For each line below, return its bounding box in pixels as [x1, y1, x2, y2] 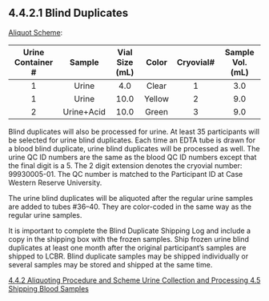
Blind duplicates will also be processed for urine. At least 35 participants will [8, 126, 260, 136]
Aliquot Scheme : [8, 27, 63, 37]
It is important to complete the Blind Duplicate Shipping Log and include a [8, 226, 251, 235]
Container [14, 56, 54, 67]
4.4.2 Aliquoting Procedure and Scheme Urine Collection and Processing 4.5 [8, 275, 261, 285]
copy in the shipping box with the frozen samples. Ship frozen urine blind [8, 234, 250, 243]
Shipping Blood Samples [8, 283, 90, 293]
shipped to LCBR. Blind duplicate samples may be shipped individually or [8, 251, 249, 261]
